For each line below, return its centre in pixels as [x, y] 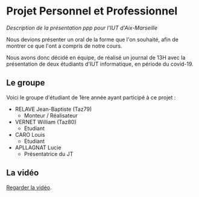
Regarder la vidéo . [29, 187]
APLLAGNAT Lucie [38, 147]
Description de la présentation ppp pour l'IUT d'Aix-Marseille [82, 28]
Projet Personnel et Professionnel [92, 11]
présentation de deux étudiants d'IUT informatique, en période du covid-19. [100, 64]
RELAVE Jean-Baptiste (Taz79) [53, 109]
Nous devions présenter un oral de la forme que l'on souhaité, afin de [93, 39]
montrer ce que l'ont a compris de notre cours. [64, 46]
